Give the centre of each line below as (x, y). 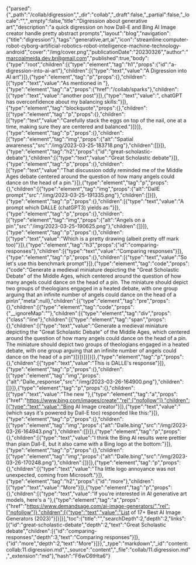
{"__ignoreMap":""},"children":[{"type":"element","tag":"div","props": (89, 313)
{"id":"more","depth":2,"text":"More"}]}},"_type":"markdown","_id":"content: (97, 543)
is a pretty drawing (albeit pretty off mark (129, 239)
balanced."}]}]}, (124, 126)
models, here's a (26, 500)
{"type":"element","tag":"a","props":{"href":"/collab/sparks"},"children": (92, 89)
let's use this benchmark (36, 263)
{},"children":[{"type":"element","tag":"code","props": (70, 307)
